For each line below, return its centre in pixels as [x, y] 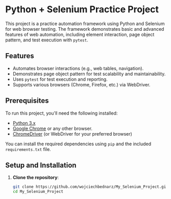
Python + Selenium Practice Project [82, 9]
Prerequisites [27, 101]
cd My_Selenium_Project [38, 192]
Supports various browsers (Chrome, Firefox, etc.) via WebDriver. [81, 84]
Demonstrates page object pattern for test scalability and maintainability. [89, 74]
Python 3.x [24, 123]
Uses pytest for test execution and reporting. [60, 79]
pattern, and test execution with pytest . [47, 40]
